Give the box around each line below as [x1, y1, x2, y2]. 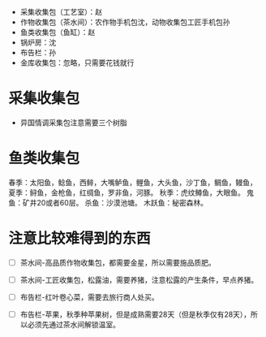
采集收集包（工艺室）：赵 [19, 7, 103, 16]
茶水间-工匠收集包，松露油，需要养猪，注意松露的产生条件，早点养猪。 [19, 274, 259, 284]
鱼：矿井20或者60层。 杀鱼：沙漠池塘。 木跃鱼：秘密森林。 [8, 197, 208, 207]
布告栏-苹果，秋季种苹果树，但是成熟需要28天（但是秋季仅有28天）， [19, 309, 251, 319]
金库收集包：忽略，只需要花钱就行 [19, 58, 135, 67]
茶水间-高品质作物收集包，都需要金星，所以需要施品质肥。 [19, 257, 217, 267]
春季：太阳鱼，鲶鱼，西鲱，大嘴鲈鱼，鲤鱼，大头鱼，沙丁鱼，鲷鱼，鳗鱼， [8, 177, 257, 187]
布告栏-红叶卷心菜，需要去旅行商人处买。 [19, 292, 160, 302]
